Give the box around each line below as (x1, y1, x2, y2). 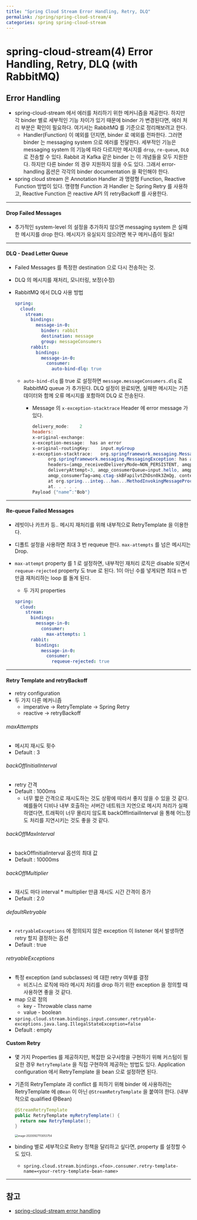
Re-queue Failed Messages (6, 508, 74, 515)
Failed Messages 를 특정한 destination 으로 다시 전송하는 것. (14, 264, 155, 271)
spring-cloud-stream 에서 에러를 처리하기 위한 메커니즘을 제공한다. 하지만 (14, 109, 186, 116)
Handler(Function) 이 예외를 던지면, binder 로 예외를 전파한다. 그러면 (23, 132, 183, 139)
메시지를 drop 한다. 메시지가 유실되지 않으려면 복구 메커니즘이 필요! (21, 230, 175, 238)
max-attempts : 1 (46, 631, 86, 637)
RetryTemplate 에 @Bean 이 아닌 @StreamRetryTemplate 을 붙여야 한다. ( (14, 1088, 179, 1095)
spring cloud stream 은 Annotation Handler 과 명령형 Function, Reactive (14, 176, 186, 183)
